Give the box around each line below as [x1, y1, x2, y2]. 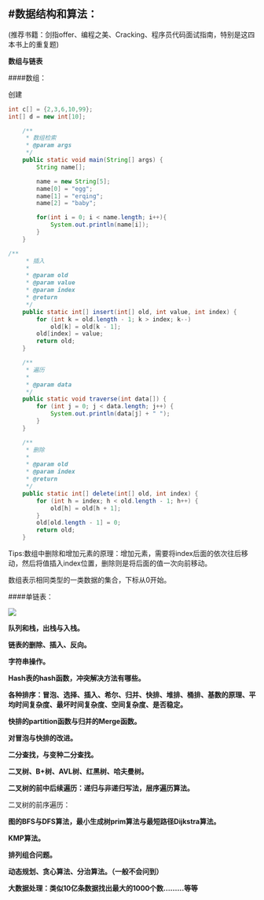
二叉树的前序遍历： [8, 800, 71, 810]
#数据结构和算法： [8, 7, 98, 21]
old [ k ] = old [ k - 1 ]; [49, 323, 122, 331]
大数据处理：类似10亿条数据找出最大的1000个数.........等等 [8, 884, 198, 893]
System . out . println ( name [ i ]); [49, 221, 149, 229]
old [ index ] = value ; [36, 330, 104, 338]
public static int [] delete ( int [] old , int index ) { [22, 489, 199, 497]
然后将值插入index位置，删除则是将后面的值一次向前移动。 [21, 558, 212, 568]
